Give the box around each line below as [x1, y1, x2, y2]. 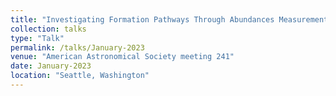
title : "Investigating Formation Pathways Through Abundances [10, 14, 275, 25]
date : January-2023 [10, 61, 92, 71]
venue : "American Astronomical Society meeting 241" [10, 52, 235, 62]
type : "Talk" [10, 33, 65, 43]
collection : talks [10, 24, 87, 34]
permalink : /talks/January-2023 [10, 42, 145, 53]
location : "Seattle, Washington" [10, 71, 150, 81]
